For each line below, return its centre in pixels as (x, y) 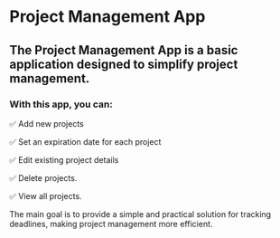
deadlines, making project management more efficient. (111, 224)
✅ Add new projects (47, 123)
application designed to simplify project (124, 64)
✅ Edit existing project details (64, 159)
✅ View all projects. (46, 195)
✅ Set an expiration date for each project (85, 141)
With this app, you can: (61, 104)
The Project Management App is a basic (124, 50)
